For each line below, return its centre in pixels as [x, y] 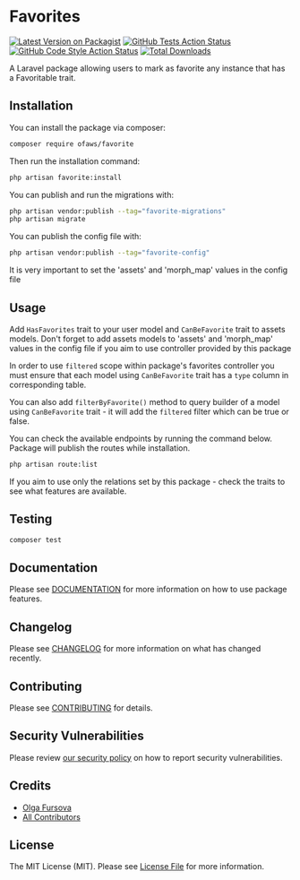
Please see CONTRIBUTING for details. [81, 707]
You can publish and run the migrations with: [92, 194]
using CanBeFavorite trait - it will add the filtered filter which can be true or [149, 411]
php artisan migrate [48, 220]
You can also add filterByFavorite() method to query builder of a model [145, 401]
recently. [26, 658]
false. [19, 421]
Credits [30, 786]
